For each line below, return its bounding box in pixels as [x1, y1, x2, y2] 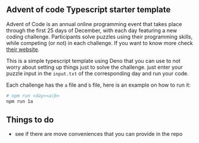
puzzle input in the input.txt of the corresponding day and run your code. [6, 69, 189, 77]
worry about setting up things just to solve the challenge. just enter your [6, 63, 183, 71]
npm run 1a [6, 98, 33, 104]
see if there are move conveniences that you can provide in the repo [14, 131, 183, 138]
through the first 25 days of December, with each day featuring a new [6, 27, 178, 34]
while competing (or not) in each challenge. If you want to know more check [6, 39, 194, 46]
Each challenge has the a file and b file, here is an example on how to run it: [6, 81, 191, 88]
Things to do [6, 115, 54, 125]
